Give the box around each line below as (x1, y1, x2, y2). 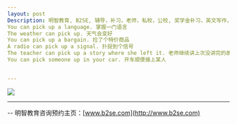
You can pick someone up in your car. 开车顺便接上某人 (7, 56, 166, 63)
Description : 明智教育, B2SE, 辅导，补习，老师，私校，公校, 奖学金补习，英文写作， (7, 17, 233, 24)
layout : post (7, 10, 46, 18)
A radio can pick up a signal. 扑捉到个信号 (7, 43, 134, 50)
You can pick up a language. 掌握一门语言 (7, 23, 128, 30)
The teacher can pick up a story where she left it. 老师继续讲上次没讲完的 (7, 50, 226, 57)
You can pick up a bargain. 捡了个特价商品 (7, 37, 130, 44)
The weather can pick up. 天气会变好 (7, 30, 113, 37)
